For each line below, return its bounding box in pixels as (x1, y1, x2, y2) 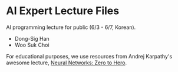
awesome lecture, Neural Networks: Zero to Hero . (6, 59, 127, 66)
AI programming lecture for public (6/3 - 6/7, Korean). (6, 24, 136, 31)
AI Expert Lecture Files (6, 4, 120, 18)
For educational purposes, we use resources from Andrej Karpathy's (6, 53, 173, 60)
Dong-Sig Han (14, 35, 50, 42)
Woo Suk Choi (14, 41, 50, 48)
